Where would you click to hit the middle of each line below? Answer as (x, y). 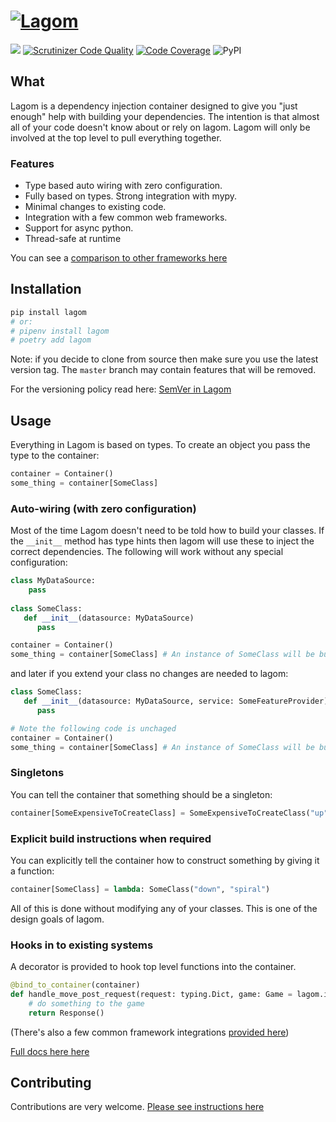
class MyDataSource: (53, 581)
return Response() (66, 1013)
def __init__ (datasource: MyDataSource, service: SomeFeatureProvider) (176, 701)
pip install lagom (48, 312)
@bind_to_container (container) (75, 985)
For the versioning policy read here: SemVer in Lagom (121, 389)
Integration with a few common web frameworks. (126, 217)
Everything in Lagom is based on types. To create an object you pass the (160, 445)
